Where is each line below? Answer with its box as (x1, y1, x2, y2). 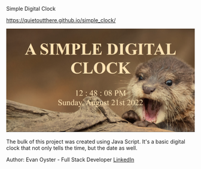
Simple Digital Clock (6, 5, 56, 12)
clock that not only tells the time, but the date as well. (6, 144, 138, 152)
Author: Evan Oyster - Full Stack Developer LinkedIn (6, 156, 135, 164)
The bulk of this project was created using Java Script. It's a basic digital (6, 138, 185, 146)
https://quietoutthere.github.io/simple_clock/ (6, 17, 116, 23)
